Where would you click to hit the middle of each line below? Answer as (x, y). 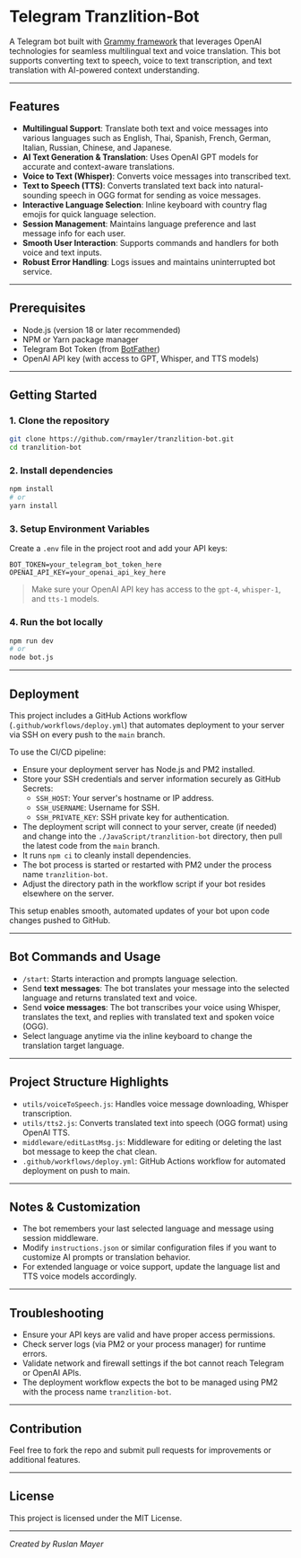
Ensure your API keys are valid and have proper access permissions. (149, 1334)
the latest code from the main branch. (91, 845)
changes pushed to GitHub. (60, 920)
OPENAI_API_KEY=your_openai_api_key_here (88, 573)
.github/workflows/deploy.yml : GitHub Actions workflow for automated (154, 1161)
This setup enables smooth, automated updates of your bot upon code (140, 911)
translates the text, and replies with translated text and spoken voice (148, 1017)
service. (37, 271)
